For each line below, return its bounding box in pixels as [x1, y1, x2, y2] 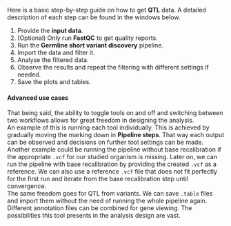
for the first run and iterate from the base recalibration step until [7, 175, 188, 183]
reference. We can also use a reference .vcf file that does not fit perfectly [7, 167, 218, 176]
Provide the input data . [17, 27, 83, 34]
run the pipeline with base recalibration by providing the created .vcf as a [7, 160, 217, 168]
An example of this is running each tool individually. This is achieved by [7, 123, 210, 132]
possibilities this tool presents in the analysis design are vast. [7, 212, 181, 220]
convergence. [7, 182, 47, 190]
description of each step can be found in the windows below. [7, 13, 181, 21]
